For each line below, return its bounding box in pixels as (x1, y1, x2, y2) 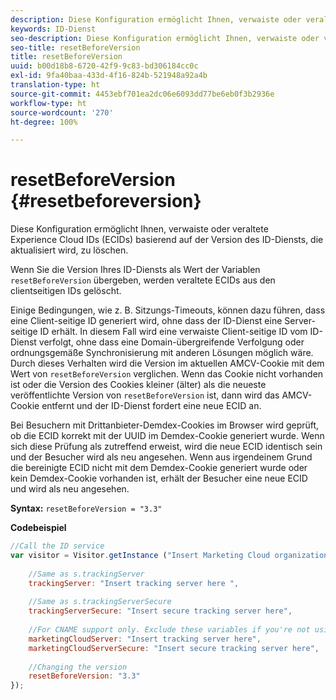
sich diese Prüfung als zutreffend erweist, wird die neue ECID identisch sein (10, 441, 323, 453)
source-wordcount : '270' (10, 107, 114, 118)
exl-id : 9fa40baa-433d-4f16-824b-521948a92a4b (10, 71, 208, 81)
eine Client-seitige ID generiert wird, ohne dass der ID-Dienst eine (10, 315, 283, 327)
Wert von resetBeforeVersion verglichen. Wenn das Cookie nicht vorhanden (10, 368, 324, 380)
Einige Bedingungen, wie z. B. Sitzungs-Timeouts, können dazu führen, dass (10, 304, 326, 316)
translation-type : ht (10, 80, 101, 90)
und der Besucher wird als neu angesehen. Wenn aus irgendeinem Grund (10, 451, 313, 463)
